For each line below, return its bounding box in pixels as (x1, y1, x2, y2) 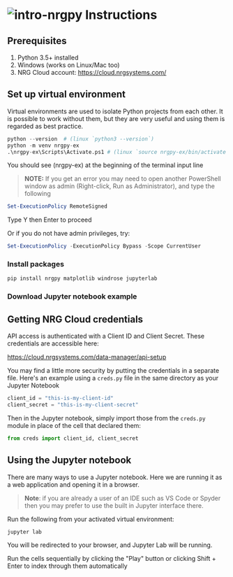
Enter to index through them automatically (7, 562, 128, 570)
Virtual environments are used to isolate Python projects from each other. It (7, 107, 223, 115)
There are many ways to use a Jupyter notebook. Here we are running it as (7, 473, 223, 481)
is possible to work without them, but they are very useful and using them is (7, 114, 225, 122)
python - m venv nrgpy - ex (7, 142, 80, 149)
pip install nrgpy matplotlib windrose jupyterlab (7, 275, 158, 283)
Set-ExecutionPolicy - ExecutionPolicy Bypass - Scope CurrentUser (7, 243, 201, 250)
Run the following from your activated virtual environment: (7, 515, 174, 523)
